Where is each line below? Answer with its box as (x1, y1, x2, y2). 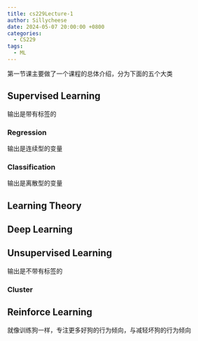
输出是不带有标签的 (7, 267, 63, 275)
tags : (7, 43, 23, 50)
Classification (7, 162, 56, 172)
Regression (7, 127, 47, 137)
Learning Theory (7, 200, 82, 211)
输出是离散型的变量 (7, 179, 63, 188)
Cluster (7, 284, 34, 294)
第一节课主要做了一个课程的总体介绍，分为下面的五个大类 (7, 69, 173, 78)
